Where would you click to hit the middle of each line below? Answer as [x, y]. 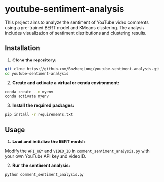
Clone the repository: [34, 60]
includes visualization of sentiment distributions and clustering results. [76, 33]
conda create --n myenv [29, 92]
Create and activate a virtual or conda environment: [66, 83]
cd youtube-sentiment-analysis [37, 73]
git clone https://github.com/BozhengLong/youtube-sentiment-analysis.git [83, 69]
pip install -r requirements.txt [39, 115]
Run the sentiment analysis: [41, 165]
